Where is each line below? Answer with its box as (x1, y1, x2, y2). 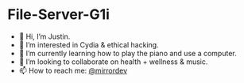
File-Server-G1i (7, 6, 110, 24)
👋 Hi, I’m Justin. (18, 32, 71, 41)
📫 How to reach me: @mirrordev (18, 66, 128, 75)
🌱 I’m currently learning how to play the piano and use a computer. (18, 48, 237, 58)
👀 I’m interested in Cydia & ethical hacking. (18, 40, 160, 49)
